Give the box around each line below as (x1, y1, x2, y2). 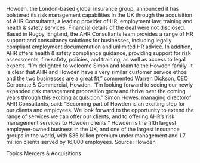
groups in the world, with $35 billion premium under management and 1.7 (6, 132, 186, 139)
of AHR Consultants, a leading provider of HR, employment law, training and (6, 18, 193, 24)
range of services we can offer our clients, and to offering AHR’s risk (6, 113, 175, 120)
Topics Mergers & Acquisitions (6, 150, 82, 157)
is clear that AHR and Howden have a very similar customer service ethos (6, 69, 187, 75)
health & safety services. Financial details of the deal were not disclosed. (6, 24, 186, 31)
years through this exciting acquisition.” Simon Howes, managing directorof (6, 94, 192, 101)
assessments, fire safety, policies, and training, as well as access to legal (6, 56, 186, 63)
